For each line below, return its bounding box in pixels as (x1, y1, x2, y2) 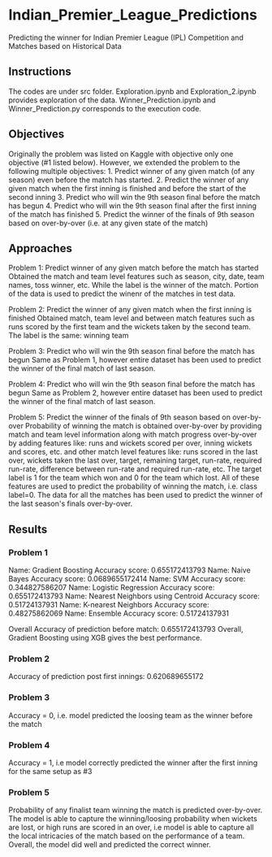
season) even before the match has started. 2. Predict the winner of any (8, 175, 249, 185)
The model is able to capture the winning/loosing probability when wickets (8, 814, 257, 824)
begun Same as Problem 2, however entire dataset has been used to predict (8, 388, 263, 398)
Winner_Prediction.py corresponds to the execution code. (8, 103, 201, 113)
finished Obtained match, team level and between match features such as (8, 313, 255, 323)
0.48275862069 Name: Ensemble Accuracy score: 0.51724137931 (8, 608, 230, 619)
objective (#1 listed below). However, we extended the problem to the (8, 157, 240, 167)
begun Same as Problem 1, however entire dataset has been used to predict (8, 355, 261, 365)
